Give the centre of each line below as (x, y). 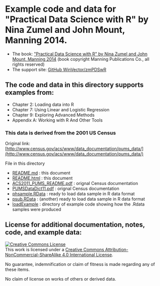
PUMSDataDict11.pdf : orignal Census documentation (66, 189)
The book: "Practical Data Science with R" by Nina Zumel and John (80, 54)
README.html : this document (42, 178)
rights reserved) (28, 64)
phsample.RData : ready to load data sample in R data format (73, 194)
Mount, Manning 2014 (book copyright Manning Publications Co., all (81, 59)
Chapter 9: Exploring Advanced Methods (53, 115)
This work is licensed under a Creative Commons (55, 249)
